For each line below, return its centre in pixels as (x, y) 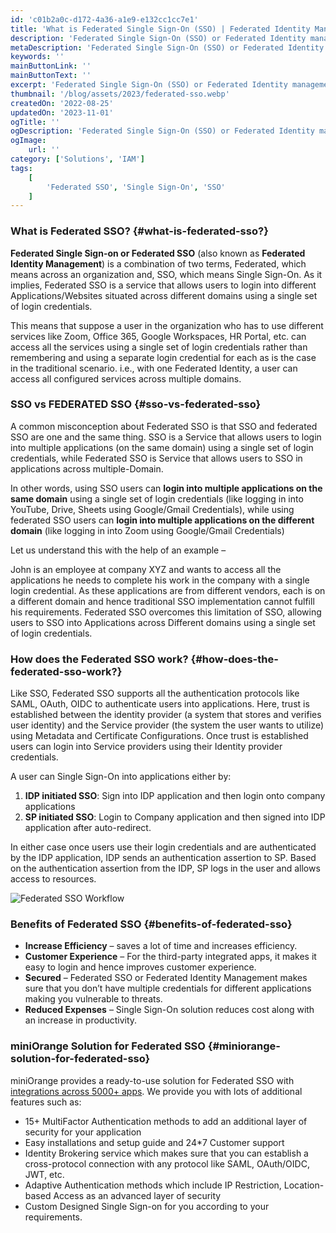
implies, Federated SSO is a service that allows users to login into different (163, 285)
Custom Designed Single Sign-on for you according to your (147, 1206)
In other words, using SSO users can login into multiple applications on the (166, 488)
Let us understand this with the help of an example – (118, 550)
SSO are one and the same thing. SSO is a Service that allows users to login (166, 437)
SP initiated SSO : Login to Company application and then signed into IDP (175, 817)
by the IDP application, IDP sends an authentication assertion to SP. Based (163, 858)
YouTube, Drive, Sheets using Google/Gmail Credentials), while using (152, 509)
